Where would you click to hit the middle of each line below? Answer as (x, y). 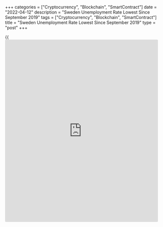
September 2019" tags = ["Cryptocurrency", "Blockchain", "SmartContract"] (81, 17)
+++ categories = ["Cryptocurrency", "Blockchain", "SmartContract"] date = (81, 7)
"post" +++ (16, 28)
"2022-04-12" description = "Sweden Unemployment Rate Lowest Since (78, 12)
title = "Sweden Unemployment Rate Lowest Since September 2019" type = (81, 22)
